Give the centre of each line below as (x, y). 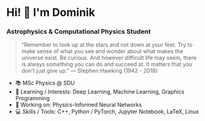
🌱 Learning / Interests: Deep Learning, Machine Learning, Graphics (100, 92)
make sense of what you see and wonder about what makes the (102, 51)
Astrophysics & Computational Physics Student (79, 32)
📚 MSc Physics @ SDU (45, 83)
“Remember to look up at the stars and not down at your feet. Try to (107, 45)
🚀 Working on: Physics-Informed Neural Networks (79, 105)
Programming (33, 98)
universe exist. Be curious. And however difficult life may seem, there (109, 58)
